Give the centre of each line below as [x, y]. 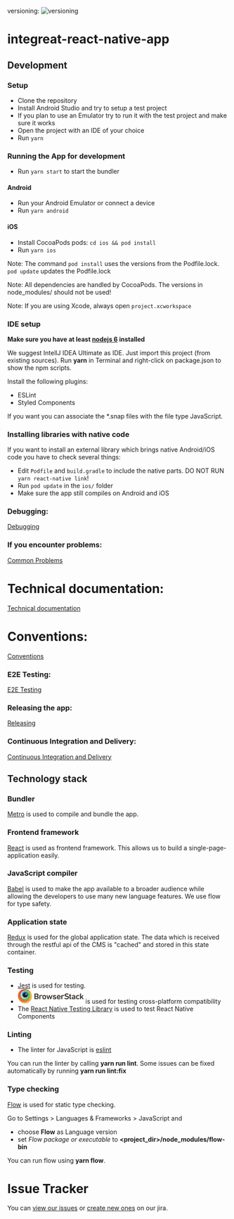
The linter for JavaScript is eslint [64, 1050]
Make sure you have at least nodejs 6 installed [76, 339]
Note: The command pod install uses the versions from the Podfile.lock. [113, 263]
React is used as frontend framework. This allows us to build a [97, 848]
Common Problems [35, 560]
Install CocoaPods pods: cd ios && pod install [86, 242]
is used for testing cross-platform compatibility [153, 1001]
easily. [50, 855]
